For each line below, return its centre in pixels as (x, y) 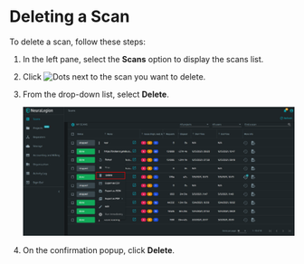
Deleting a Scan (70, 17)
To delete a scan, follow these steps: (78, 42)
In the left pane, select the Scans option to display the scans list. (143, 59)
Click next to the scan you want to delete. (114, 76)
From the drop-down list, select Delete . (95, 94)
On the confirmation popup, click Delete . (98, 250)
